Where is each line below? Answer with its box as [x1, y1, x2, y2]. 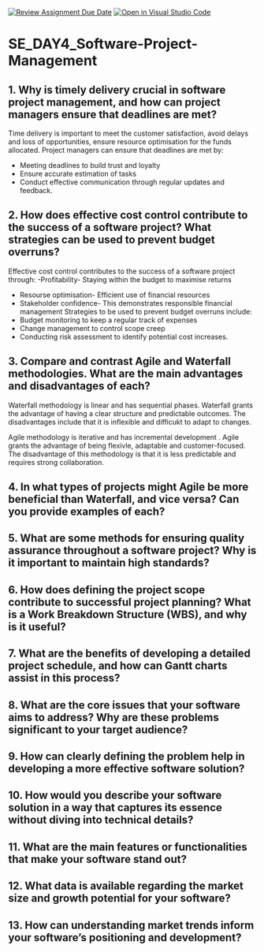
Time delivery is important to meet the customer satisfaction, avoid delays [8, 128, 249, 138]
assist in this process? [8, 671, 121, 685]
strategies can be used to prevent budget [8, 233, 215, 247]
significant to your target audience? [8, 723, 188, 736]
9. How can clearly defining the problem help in [8, 749, 245, 763]
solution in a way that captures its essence [8, 801, 223, 815]
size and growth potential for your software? [8, 891, 231, 906]
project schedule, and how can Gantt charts [8, 659, 228, 673]
